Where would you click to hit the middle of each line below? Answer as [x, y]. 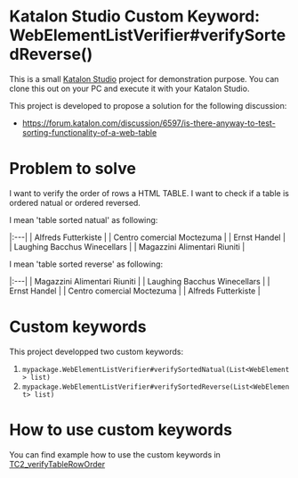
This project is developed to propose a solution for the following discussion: [148, 105]
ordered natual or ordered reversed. [75, 202]
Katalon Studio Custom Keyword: [135, 16]
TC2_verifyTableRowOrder [57, 464]
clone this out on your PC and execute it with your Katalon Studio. [129, 88]
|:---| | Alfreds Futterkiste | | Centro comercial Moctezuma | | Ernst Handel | [148, 237]
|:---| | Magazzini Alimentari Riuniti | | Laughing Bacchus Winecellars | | [140, 281]
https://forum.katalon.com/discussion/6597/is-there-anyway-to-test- [149, 123]
